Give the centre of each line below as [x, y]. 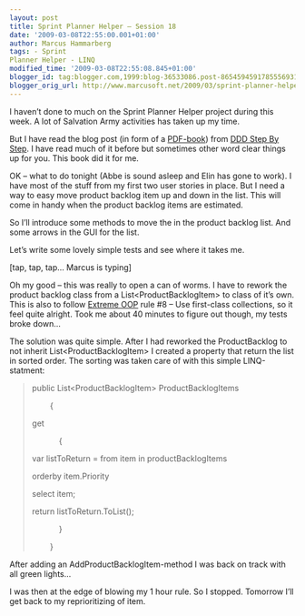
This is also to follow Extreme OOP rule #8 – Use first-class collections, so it [151, 304]
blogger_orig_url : [44, 86]
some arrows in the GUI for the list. [74, 232]
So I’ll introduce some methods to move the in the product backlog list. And [150, 222]
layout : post [34, 18]
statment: [27, 370]
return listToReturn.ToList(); [83, 511]
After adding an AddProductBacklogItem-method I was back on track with [148, 564]
